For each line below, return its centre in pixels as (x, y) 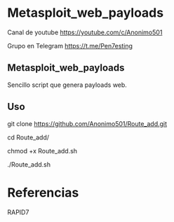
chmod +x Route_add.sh (42, 151)
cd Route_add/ (28, 137)
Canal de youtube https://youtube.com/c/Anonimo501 (85, 32)
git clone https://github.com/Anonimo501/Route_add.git (87, 123)
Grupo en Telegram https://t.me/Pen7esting (70, 46)
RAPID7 (18, 212)
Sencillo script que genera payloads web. (67, 85)
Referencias (43, 192)
